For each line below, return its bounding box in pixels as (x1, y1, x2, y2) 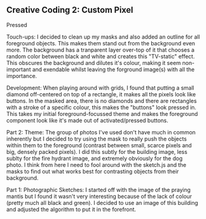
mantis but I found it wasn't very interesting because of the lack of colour (6, 193, 192, 200)
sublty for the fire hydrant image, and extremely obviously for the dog (6, 155, 183, 162)
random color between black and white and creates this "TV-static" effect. (6, 52, 195, 60)
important (6, 66, 31, 73)
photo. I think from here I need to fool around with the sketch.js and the (6, 161, 186, 168)
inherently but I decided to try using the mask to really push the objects (6, 135, 187, 142)
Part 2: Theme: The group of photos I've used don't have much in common (6, 128, 196, 136)
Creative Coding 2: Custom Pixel (6, 5, 133, 15)
